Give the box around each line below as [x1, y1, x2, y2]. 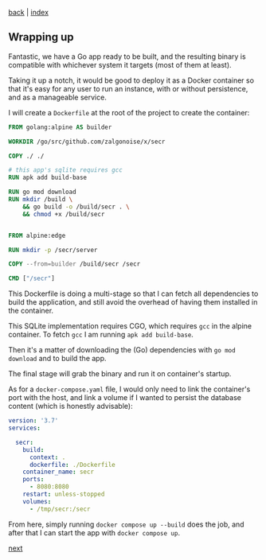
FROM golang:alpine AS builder [8, 123, 112, 131]
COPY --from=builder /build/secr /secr [8, 260, 141, 268]
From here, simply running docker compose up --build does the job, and [8, 519, 244, 529]
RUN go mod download [8, 188, 77, 196]
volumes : [22, 497, 52, 505]
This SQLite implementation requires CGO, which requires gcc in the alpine [8, 321, 252, 331]
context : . [29, 453, 66, 461]
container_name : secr [22, 468, 94, 476]
